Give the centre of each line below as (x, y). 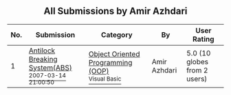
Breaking (43, 59)
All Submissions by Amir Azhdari (115, 11)
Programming (110, 62)
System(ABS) (50, 68)
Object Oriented (114, 54)
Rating (203, 39)
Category (117, 35)
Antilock (42, 51)
